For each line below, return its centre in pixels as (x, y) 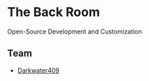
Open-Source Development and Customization (74, 31)
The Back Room (54, 12)
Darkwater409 (38, 70)
